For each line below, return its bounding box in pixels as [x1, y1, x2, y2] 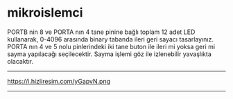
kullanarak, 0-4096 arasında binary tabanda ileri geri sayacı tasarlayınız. [7, 35, 214, 43]
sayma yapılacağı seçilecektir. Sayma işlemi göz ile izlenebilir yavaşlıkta [7, 50, 212, 58]
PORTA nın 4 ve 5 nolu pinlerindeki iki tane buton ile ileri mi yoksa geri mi [7, 42, 216, 51]
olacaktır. [7, 57, 33, 65]
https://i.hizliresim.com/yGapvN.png [7, 77, 111, 85]
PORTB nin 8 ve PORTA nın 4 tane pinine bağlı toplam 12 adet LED [7, 28, 196, 36]
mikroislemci [7, 5, 83, 21]
